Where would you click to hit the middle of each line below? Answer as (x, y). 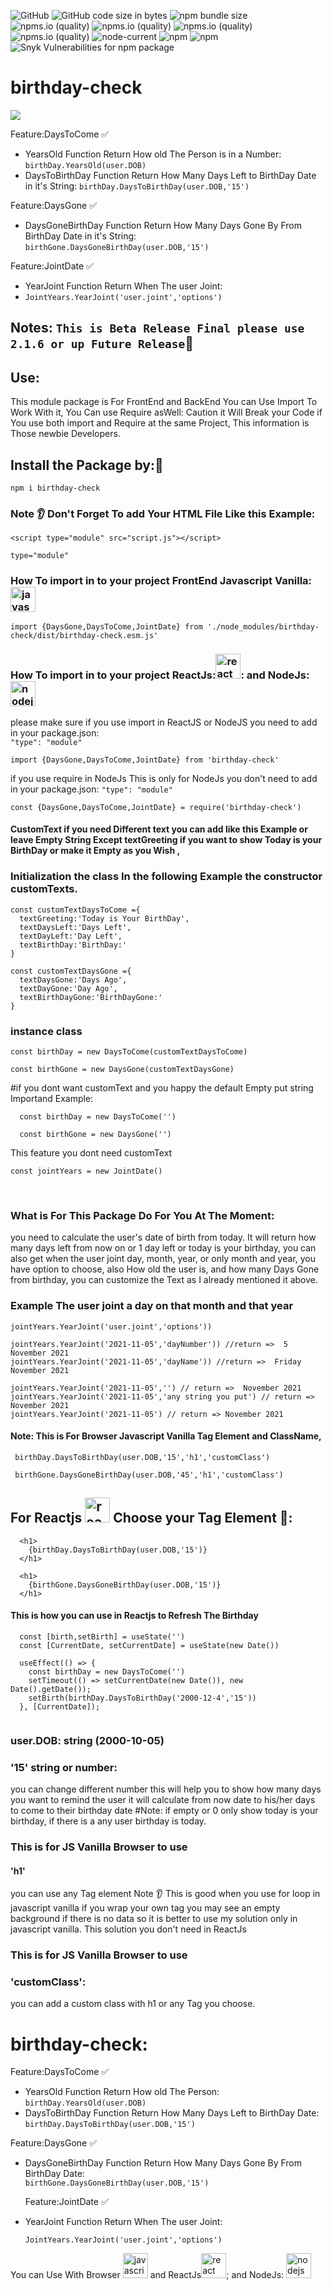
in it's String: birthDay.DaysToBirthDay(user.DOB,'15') (137, 186)
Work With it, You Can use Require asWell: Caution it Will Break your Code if (166, 412)
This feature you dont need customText (91, 1153)
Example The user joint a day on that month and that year (152, 1306)
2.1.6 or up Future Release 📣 (102, 343)
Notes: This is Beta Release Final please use (157, 328)
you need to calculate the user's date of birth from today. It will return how (163, 1237)
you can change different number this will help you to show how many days (166, 1789)
